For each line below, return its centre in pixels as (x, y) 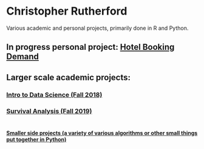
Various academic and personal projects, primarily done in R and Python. (97, 28)
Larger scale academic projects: (68, 77)
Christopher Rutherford (67, 11)
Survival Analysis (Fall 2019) (49, 111)
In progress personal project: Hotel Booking (90, 47)
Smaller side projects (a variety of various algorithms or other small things (102, 133)
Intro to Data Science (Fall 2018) (54, 94)
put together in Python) (36, 139)
